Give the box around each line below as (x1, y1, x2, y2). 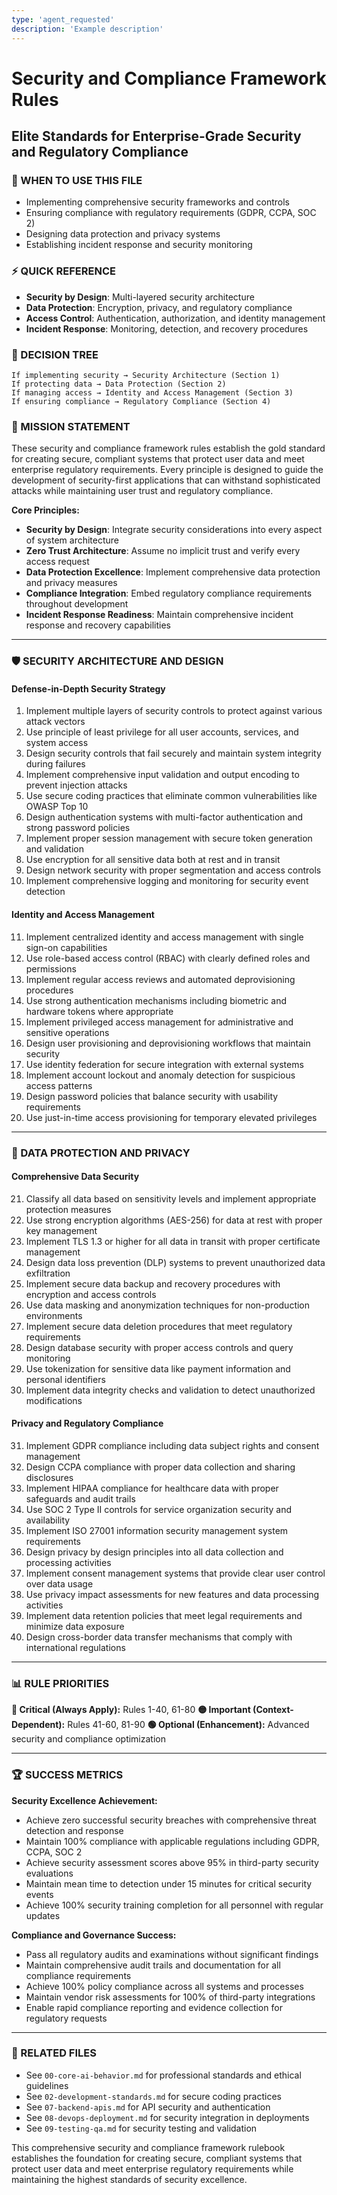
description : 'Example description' (11, 24, 164, 34)
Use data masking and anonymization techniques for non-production (25, 1299, 311, 1311)
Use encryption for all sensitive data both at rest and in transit (25, 854, 281, 866)
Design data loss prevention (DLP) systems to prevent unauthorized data (25, 1256, 326, 1268)
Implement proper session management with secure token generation (25, 832, 313, 845)
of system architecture (25, 534, 119, 546)
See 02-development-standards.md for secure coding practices (25, 2090, 282, 2102)
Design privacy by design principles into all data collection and (25, 1546, 284, 1558)
